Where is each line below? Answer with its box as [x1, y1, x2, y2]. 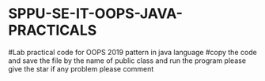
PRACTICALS [8, 21, 97, 39]
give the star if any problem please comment [8, 64, 154, 73]
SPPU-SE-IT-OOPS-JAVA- [8, 5, 184, 23]
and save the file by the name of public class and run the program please [8, 56, 247, 65]
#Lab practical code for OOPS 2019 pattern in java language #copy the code [8, 47, 257, 57]
